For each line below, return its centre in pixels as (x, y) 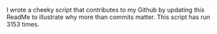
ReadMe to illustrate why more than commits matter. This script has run (108, 17)
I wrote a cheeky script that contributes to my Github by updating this (106, 10)
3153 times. (23, 24)
